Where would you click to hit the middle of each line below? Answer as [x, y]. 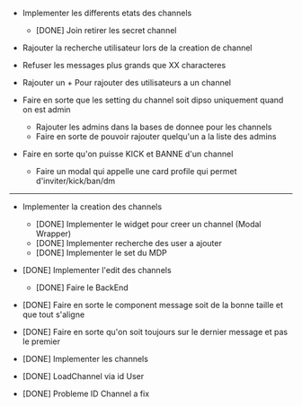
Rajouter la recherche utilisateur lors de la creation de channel [138, 48]
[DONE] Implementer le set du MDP [102, 252]
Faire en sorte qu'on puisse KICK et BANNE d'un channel [128, 154]
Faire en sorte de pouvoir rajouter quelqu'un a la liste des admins [156, 137]
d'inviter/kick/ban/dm [75, 181]
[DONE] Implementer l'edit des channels [97, 270]
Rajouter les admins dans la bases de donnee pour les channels [154, 127]
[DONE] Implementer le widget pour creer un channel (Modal [149, 224]
